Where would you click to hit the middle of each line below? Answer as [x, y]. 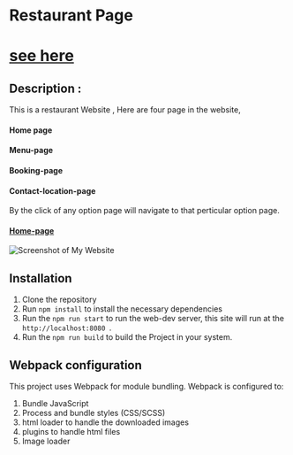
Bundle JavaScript [55, 403]
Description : [45, 88]
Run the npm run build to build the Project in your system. [127, 337]
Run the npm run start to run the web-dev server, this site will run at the [153, 319]
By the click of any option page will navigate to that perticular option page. [144, 211]
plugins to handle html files [71, 432]
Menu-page [31, 150]
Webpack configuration [76, 365]
